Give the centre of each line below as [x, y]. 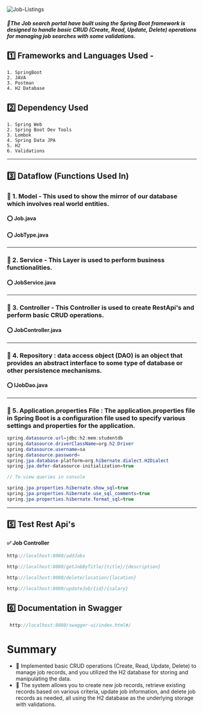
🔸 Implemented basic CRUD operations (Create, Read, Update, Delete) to [106, 666]
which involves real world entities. [58, 203]
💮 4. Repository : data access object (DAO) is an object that [95, 355]
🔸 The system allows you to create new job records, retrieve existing [100, 685]
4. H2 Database [26, 88]
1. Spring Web [25, 125]
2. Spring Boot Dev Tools [39, 130]
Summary [32, 649]
